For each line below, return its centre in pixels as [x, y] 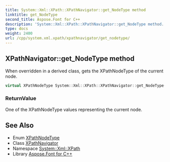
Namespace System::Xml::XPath [46, 148]
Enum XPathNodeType [36, 138]
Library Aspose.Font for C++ [42, 154]
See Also [19, 125]
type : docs [17, 29]
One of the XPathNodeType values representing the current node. [74, 109]
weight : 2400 [19, 33]
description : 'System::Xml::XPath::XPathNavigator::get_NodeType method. [85, 24]
